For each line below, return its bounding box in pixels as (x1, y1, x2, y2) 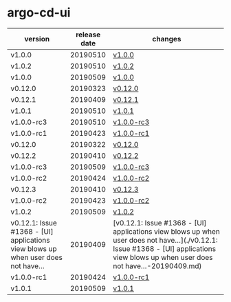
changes (152, 34, 181, 43)
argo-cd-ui (7, 5, 71, 21)
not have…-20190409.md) (113, 261, 202, 270)
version (24, 34, 50, 43)
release (75, 30, 101, 39)
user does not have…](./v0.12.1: (113, 235, 218, 245)
